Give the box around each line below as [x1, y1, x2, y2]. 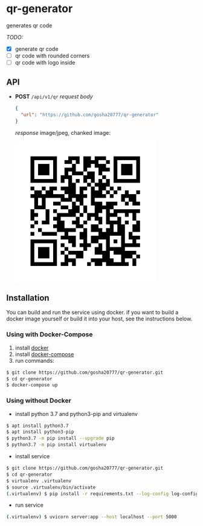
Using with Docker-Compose [6, 330, 93, 339]
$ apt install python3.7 [6, 423, 69, 429]
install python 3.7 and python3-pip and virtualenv [14, 410, 138, 417]
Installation [6, 293, 50, 303]
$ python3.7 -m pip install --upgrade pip [6, 435, 115, 441]
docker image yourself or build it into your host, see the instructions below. [6, 315, 193, 322]
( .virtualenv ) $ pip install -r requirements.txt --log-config [6, 490, 169, 497]
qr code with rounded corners [14, 52, 90, 59]
